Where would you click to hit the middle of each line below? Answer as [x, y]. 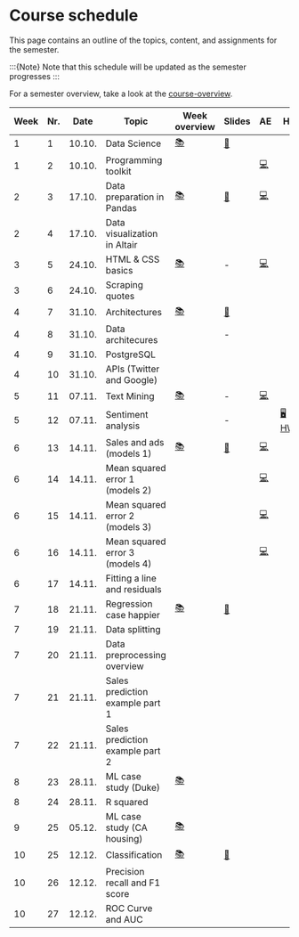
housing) [124, 838]
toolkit [118, 171]
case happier [133, 615]
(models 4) [129, 564]
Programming [134, 159]
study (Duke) [133, 787]
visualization [132, 233]
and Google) [132, 379]
